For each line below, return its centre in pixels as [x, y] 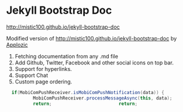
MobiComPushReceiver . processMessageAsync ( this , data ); [102, 98]
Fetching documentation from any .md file [66, 56]
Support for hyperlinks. [43, 69]
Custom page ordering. [43, 82]
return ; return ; [85, 104]
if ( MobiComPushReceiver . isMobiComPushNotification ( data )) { [88, 92]
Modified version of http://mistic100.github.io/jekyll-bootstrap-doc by [91, 38]
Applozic [17, 45]
